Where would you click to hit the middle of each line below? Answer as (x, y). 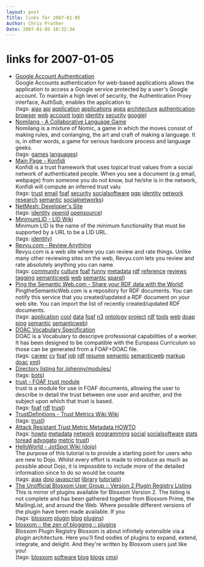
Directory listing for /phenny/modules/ (63, 369)
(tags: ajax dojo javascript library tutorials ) (68, 479)
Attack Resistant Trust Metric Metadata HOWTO (75, 427)
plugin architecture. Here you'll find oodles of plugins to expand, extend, (106, 538)
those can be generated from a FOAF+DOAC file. (77, 349)
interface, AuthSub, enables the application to (73, 102)
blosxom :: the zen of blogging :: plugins (66, 525)
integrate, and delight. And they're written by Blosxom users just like (101, 544)
